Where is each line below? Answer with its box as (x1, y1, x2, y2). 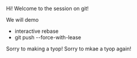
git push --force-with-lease (14, 34, 81, 40)
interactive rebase (14, 28, 59, 35)
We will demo (6, 16, 39, 23)
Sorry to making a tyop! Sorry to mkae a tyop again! (6, 45, 132, 52)
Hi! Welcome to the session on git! (6, 5, 89, 12)
